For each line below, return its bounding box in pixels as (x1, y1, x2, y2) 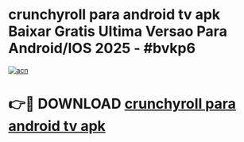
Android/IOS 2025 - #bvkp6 (8, 40, 196, 57)
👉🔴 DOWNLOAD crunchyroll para (8, 95, 237, 113)
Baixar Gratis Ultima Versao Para (8, 22, 228, 40)
